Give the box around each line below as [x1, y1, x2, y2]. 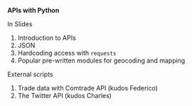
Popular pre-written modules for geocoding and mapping [17, 56, 186, 65]
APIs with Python [7, 6, 60, 14]
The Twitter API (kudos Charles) [17, 92, 112, 100]
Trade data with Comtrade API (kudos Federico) [17, 84, 159, 92]
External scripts [7, 70, 53, 78]
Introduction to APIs [17, 33, 76, 42]
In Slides [7, 20, 33, 28]
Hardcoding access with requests [17, 49, 117, 57]
